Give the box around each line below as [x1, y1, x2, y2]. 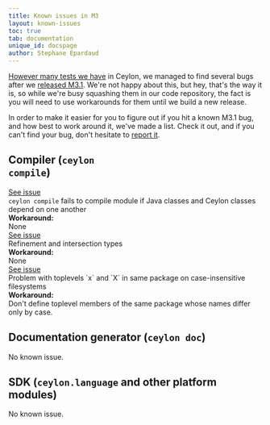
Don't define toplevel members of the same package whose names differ [8, 298, 251, 308]
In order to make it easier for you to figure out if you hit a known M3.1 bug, [8, 113, 254, 122]
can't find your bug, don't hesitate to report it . [8, 130, 160, 140]
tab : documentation [8, 34, 74, 43]
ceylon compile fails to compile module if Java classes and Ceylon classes [8, 195, 256, 206]
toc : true [8, 27, 42, 35]
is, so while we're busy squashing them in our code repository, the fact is [8, 89, 251, 98]
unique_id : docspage [8, 42, 78, 50]
